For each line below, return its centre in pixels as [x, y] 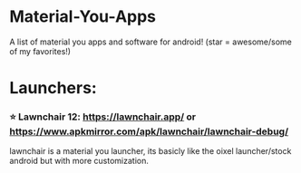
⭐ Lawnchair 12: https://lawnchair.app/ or [103, 117]
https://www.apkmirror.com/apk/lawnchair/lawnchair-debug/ [149, 131]
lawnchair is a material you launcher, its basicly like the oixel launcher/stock [150, 151]
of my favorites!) [40, 51]
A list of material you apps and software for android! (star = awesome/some [150, 42]
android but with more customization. [79, 161]
